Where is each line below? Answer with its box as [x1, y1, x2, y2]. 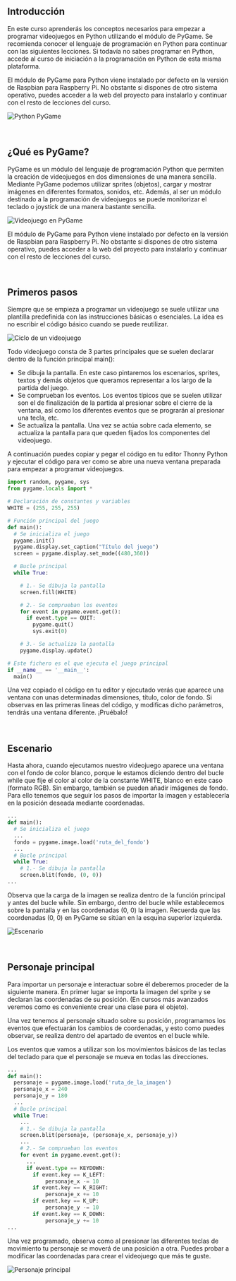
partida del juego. [17, 384, 69, 392]
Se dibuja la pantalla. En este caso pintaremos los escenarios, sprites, [17, 369, 221, 377]
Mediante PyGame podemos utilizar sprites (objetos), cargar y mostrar [7, 179, 212, 188]
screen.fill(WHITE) [20, 589, 77, 596]
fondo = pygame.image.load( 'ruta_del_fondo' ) [13, 839, 150, 846]
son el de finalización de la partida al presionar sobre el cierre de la [17, 399, 213, 407]
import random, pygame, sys [7, 478, 90, 486]
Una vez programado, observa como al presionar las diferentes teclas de [7, 1236, 219, 1245]
